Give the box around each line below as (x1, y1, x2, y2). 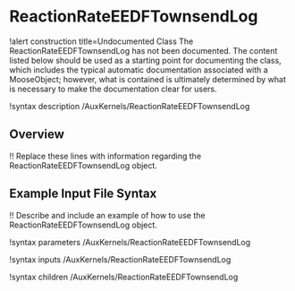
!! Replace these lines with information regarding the (9, 150, 202, 161)
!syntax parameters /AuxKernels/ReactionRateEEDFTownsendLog (9, 236, 251, 247)
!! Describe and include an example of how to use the (9, 210, 206, 220)
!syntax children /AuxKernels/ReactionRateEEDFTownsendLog (9, 271, 239, 282)
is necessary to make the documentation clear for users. (9, 83, 217, 94)
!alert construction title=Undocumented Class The (9, 36, 194, 47)
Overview (9, 127, 65, 142)
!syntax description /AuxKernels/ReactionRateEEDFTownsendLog (9, 100, 250, 111)
